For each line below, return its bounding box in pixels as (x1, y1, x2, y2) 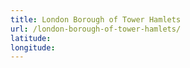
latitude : (10, 33, 52, 43)
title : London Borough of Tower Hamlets (10, 14, 182, 25)
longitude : (10, 42, 56, 53)
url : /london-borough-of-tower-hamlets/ (10, 24, 182, 34)
